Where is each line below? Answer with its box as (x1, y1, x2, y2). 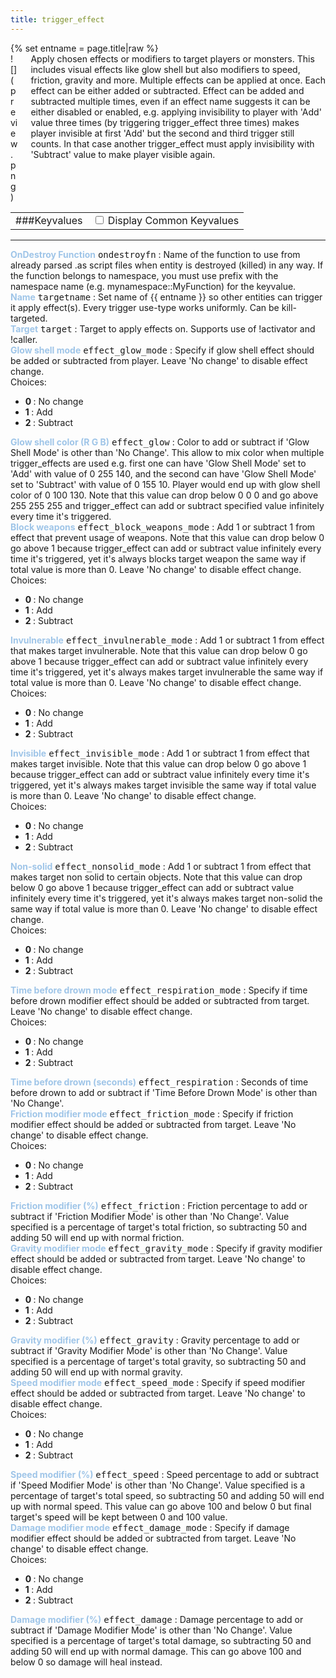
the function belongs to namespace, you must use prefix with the (10, 269, 279, 281)
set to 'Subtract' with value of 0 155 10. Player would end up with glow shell (10, 478, 321, 490)
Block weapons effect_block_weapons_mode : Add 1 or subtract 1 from (10, 521, 316, 533)
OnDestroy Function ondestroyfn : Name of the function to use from (10, 248, 301, 260)
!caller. (10, 333, 38, 345)
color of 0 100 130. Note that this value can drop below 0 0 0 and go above (10, 489, 319, 501)
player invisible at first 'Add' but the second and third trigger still (30, 127, 295, 139)
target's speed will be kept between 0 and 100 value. (10, 1511, 228, 1523)
